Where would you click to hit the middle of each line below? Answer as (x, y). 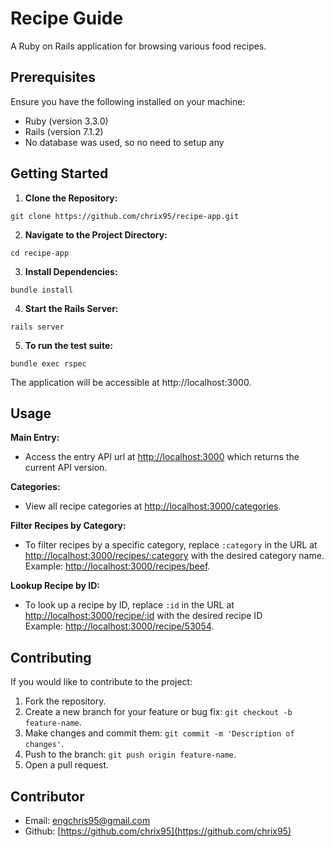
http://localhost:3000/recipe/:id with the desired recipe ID (143, 616)
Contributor (47, 796)
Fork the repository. (65, 701)
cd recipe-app (40, 253)
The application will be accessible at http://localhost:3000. (131, 382)
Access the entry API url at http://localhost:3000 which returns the (162, 457)
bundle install (42, 290)
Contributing (51, 657)
